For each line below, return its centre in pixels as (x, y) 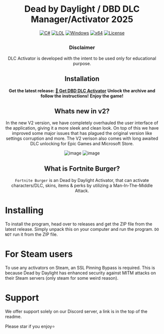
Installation (82, 79)
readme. (13, 316)
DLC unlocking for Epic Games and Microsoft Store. (82, 144)
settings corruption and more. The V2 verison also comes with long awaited (82, 138)
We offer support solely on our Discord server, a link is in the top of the (76, 311)
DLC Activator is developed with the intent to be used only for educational (82, 58)
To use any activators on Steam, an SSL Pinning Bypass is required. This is (80, 268)
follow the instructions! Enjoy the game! (82, 96)
